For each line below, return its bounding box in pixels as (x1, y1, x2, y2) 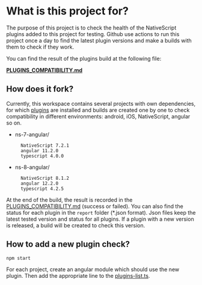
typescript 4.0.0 (20, 153, 64, 159)
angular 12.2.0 (20, 180, 59, 186)
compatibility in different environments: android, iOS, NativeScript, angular (6, 112, 191, 120)
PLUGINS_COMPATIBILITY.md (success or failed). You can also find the (6, 203, 183, 210)
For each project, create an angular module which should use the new (6, 266, 180, 273)
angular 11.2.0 (20, 147, 59, 154)
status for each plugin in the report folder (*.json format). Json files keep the (6, 209, 196, 216)
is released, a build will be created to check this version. (6, 221, 145, 229)
